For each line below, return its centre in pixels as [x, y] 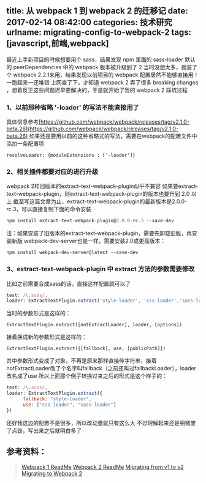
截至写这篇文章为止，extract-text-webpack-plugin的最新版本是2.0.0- [100, 201]
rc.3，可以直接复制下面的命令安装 [49, 209]
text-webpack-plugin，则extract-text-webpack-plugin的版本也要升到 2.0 [98, 194]
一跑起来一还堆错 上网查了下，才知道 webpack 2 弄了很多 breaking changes [102, 82]
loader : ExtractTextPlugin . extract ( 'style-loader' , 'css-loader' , [93, 301]
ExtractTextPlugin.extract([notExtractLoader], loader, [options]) [94, 325]
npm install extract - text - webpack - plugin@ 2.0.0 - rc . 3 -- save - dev [90, 221]
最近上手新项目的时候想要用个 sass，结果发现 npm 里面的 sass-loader [95, 59]
